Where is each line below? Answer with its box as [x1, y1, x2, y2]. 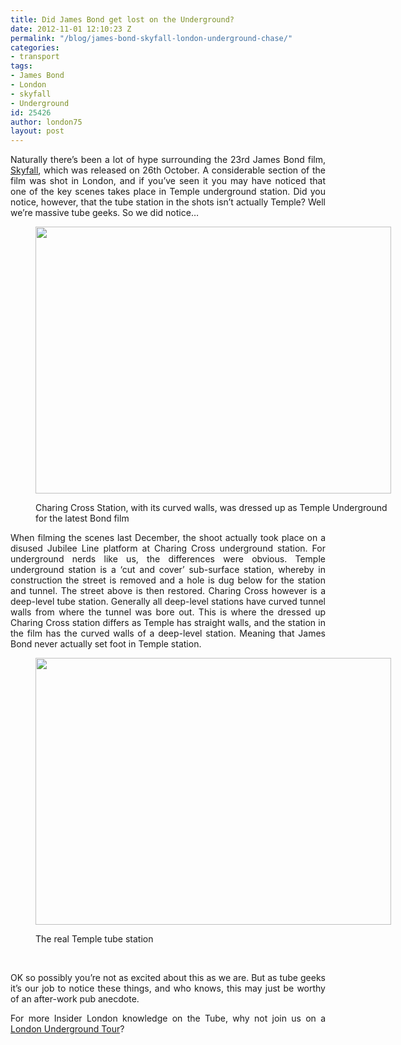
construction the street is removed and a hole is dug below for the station [10, 574, 326, 586]
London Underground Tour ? [10, 1023, 125, 1035]
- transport [10, 52, 60, 62]
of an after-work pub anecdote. [10, 993, 140, 1005]
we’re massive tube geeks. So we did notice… [10, 207, 199, 219]
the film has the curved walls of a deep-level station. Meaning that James [10, 627, 326, 640]
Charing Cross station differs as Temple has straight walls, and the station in [10, 617, 326, 629]
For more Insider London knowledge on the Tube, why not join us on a [10, 1012, 326, 1025]
